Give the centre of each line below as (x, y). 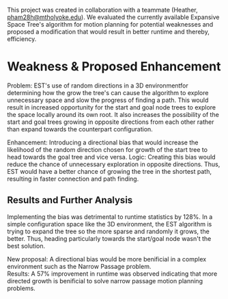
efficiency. (22, 39)
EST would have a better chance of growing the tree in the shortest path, (109, 171)
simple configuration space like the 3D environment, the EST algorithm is (110, 224)
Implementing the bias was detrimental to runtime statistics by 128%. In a (110, 217)
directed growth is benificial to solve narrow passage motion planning (105, 281)
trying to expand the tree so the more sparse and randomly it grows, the (108, 231)
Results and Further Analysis (70, 200)
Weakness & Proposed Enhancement (114, 67)
